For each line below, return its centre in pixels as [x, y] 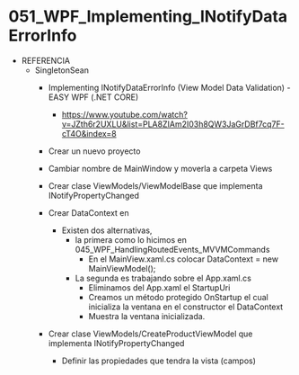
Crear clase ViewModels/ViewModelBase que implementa [155, 185]
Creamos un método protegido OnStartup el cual [178, 297]
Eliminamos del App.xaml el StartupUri [159, 287]
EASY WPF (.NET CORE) [93, 97]
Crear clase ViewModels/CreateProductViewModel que [150, 334]
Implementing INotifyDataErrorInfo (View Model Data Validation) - [169, 87]
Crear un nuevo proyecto [94, 151]
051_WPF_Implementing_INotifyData [148, 17]
